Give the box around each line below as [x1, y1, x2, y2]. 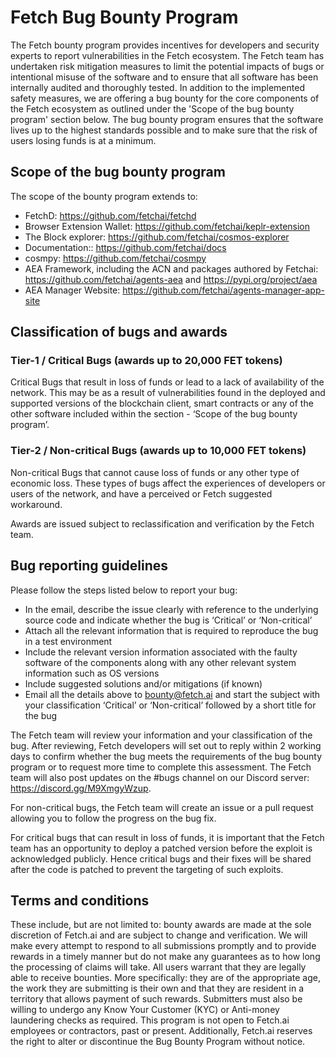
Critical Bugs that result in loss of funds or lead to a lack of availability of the [10, 376, 325, 388]
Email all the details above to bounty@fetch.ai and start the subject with [24, 688, 321, 700]
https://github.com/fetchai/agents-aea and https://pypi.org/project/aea [24, 273, 318, 285]
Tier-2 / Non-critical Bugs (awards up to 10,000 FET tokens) [10, 444, 307, 458]
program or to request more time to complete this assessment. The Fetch [10, 761, 312, 773]
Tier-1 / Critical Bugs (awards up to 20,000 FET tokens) [10, 354, 283, 368]
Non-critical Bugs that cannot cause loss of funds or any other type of [10, 466, 300, 478]
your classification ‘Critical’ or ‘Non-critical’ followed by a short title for [24, 699, 317, 711]
